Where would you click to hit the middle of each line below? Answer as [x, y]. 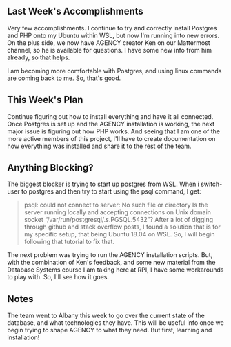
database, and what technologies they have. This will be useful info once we [115, 323]
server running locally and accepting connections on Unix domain [118, 212]
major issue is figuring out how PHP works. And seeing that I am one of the [114, 131]
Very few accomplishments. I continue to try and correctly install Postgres [112, 28]
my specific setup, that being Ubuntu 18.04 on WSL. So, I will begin [119, 234]
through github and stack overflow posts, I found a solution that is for [122, 227]
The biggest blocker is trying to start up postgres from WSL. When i [103, 184]
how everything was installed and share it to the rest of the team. [99, 146]
